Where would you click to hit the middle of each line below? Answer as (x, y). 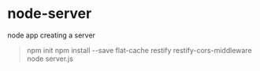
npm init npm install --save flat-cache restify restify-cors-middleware (139, 50)
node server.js (50, 59)
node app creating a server (52, 35)
